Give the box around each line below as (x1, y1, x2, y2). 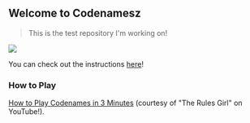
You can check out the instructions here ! (8, 59, 144, 68)
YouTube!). (8, 107, 45, 116)
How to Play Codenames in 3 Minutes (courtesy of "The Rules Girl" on (8, 98, 243, 108)
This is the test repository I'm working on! (28, 28, 168, 37)
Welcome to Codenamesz (8, 7, 142, 20)
